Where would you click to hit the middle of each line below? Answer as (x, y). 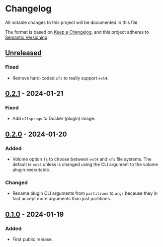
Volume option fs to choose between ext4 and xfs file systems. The (82, 159)
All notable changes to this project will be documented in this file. (72, 22)
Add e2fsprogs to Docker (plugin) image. (54, 119)
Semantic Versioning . (27, 37)
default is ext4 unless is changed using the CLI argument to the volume (85, 164)
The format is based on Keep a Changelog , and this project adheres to (77, 32)
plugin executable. (31, 170)
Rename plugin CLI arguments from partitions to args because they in (85, 193)
